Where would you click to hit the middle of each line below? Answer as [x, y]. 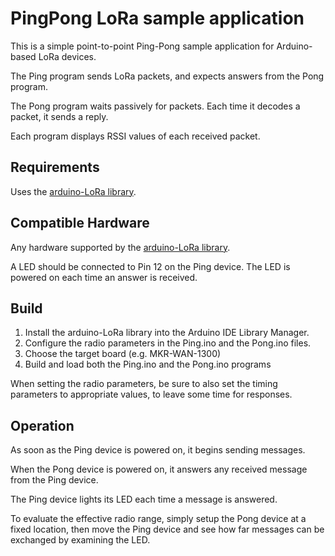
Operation [42, 425]
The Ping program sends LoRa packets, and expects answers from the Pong [167, 76]
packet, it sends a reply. [59, 116]
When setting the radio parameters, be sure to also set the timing [144, 384]
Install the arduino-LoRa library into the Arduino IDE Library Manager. [167, 333]
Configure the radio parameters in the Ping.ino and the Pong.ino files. [168, 343]
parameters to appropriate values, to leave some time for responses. [151, 394]
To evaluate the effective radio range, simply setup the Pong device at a [158, 519]
